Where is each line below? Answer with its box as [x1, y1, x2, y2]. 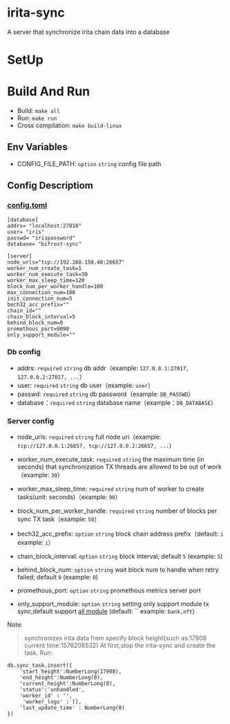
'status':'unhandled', [19, 687, 85, 694]
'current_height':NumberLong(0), [19, 680, 116, 687]
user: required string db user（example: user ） [17, 381, 154, 389]
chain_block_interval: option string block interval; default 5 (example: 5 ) [17, 552, 223, 561]
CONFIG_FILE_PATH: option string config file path [17, 159, 162, 168]
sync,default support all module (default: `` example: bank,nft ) [17, 607, 195, 615]
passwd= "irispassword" [7, 234, 76, 242]
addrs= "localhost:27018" [7, 222, 82, 229]
